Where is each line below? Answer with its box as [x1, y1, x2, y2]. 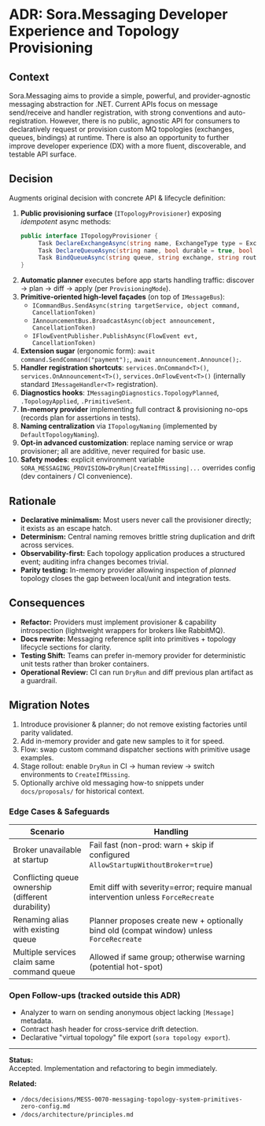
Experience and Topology [9, 22, 180, 40]
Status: [9, 1055, 34, 1065]
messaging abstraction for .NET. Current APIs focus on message [9, 100, 219, 109]
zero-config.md [20, 1102, 71, 1110]
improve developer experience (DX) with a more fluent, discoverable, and [9, 142, 247, 150]
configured [89, 849, 131, 860]
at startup [13, 854, 50, 865]
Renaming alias [13, 914, 69, 925]
